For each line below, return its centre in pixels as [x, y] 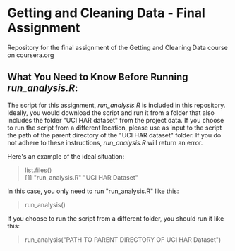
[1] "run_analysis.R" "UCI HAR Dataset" [82, 177]
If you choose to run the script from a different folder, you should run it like [116, 218]
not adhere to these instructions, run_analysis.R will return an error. [105, 142]
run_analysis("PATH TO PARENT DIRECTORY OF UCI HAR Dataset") [123, 239]
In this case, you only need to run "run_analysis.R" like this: [93, 191]
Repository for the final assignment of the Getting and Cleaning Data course [117, 47]
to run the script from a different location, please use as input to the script [115, 128]
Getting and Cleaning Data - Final [107, 13]
